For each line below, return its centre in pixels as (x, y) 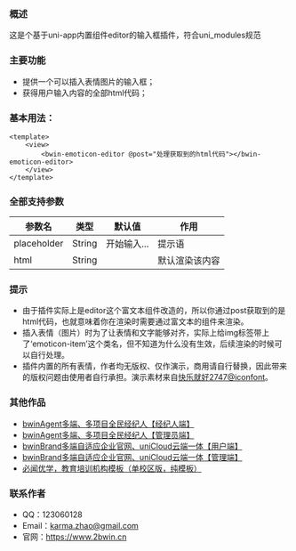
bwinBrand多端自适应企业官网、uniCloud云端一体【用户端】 (132, 446)
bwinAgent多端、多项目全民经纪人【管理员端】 (108, 434)
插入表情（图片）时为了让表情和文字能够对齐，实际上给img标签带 (142, 333)
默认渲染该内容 (188, 261)
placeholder (39, 244)
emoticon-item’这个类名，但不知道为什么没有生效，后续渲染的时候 (153, 344)
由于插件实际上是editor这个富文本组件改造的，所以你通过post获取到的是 (154, 311)
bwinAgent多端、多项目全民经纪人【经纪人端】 (108, 424)
